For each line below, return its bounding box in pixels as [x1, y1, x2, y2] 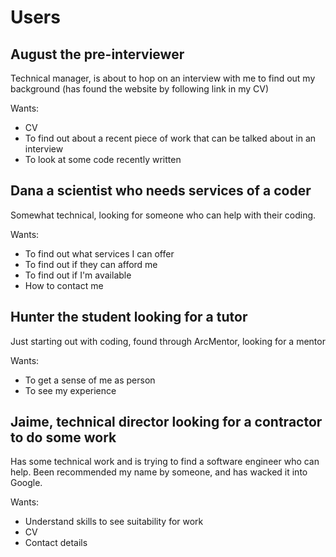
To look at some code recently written [24, 154, 182, 165]
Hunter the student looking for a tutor [10, 309, 248, 326]
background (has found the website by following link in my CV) [10, 83, 269, 95]
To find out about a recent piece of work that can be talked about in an [24, 132, 317, 144]
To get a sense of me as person [24, 374, 156, 386]
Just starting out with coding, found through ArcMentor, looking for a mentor [10, 335, 326, 347]
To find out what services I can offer [24, 247, 175, 260]
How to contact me [24, 279, 104, 291]
